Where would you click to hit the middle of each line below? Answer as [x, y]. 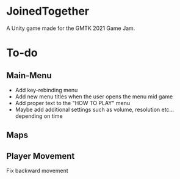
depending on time [39, 116]
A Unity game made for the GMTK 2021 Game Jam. [71, 28]
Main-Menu [29, 75]
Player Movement [41, 156]
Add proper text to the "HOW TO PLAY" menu [72, 103]
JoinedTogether [48, 11]
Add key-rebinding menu [46, 90]
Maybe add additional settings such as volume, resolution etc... [95, 109]
